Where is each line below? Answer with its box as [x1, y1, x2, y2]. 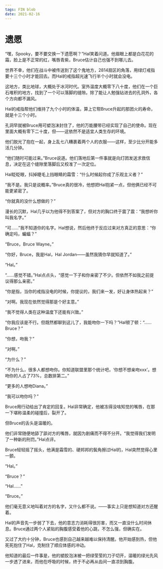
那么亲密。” [13, 278, 35, 284]
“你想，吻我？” [5, 336, 35, 342]
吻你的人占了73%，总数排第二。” [5, 373, 69, 379]
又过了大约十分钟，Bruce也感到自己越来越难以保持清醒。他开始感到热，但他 [5, 536, 157, 542]
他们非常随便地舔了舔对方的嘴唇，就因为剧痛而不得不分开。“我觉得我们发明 [5, 430, 156, 437]
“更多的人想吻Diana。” [5, 383, 48, 389]
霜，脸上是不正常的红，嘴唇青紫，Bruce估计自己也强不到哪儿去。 [5, 57, 136, 63]
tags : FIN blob [5, 7, 36, 12]
